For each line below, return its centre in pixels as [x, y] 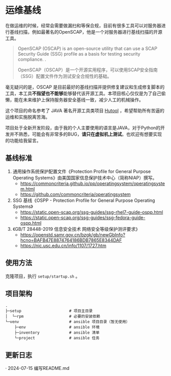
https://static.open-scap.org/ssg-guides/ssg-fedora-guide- [83, 218]
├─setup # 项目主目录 [49, 311]
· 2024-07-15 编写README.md [37, 368]
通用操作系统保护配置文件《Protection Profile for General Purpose [82, 171]
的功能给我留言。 [23, 140]
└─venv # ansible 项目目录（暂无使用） [67, 322]
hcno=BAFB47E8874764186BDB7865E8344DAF [71, 240]
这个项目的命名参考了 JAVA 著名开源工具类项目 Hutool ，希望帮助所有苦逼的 [85, 111]
